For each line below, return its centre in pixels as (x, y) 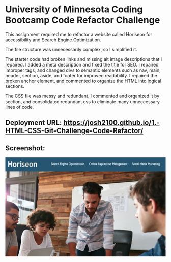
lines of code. (20, 107)
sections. (15, 86)
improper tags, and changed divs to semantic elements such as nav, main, (83, 70)
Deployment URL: (34, 123)
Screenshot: (25, 148)
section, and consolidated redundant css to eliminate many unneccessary (83, 101)
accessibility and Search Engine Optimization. (53, 40)
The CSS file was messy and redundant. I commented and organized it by (82, 96)
